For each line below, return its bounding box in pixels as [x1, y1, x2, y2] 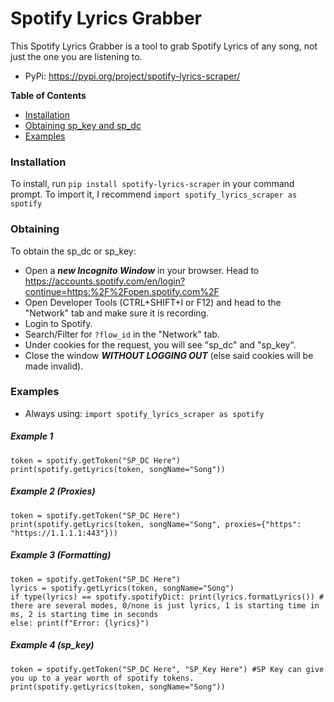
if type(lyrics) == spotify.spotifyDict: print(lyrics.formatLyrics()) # [10, 592, 325, 602]
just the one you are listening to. [10, 50, 143, 62]
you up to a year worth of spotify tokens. [10, 673, 195, 683]
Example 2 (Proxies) [10, 485, 96, 497]
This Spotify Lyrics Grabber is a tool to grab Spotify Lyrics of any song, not [10, 40, 318, 52]
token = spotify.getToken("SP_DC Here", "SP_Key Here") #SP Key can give [10, 664, 325, 674]
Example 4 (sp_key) [10, 639, 95, 651]
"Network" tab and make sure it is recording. [24, 307, 210, 319]
